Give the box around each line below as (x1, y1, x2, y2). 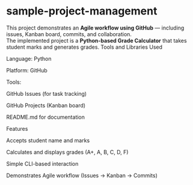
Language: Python (6, 55, 52, 62)
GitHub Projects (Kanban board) (6, 101, 86, 109)
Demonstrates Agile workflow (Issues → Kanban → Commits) (6, 172, 158, 179)
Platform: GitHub (6, 66, 47, 74)
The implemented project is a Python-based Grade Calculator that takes (6, 37, 188, 44)
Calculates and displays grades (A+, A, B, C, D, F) (6, 148, 129, 155)
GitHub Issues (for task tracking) (6, 90, 87, 97)
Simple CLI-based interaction (6, 160, 79, 167)
